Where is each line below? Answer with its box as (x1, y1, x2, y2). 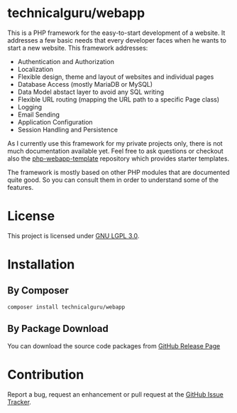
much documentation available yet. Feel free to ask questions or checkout (7, 146, 224, 155)
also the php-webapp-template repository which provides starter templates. (7, 154, 229, 163)
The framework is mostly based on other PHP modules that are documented (7, 168, 231, 176)
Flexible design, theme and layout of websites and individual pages (17, 73, 214, 81)
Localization (17, 65, 54, 73)
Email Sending (17, 110, 60, 119)
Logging (17, 102, 43, 111)
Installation (7, 257, 75, 273)
